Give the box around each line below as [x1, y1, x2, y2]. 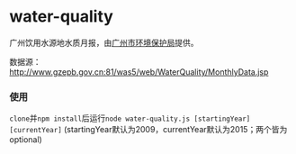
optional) [9, 134, 42, 145]
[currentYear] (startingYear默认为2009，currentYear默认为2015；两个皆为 [9, 124, 288, 135]
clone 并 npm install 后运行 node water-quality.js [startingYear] [9, 113, 251, 123]
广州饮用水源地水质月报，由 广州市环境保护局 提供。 [9, 37, 199, 48]
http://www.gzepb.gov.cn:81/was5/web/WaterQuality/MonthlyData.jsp [9, 66, 269, 77]
